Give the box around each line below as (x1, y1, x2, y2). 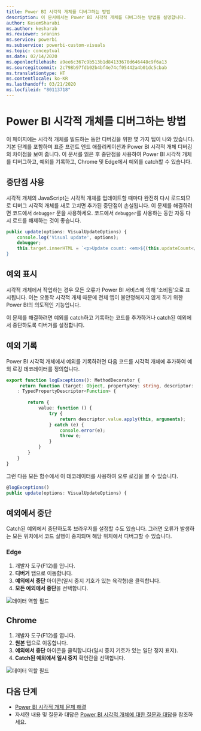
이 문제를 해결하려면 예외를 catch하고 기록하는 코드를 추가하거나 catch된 (6, 314, 176, 321)
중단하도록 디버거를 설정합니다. (12, 321, 85, 329)
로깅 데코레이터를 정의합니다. (12, 365, 80, 372)
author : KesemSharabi (6, 20, 60, 26)
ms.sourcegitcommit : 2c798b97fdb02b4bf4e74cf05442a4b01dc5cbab (6, 64, 167, 71)
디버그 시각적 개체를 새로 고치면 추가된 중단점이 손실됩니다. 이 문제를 (12, 201, 172, 209)
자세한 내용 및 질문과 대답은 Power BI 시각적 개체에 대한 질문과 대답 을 (14, 711, 178, 718)
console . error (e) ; (59, 427, 106, 434)
